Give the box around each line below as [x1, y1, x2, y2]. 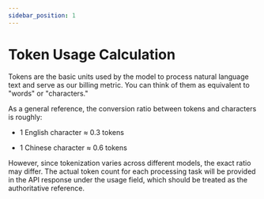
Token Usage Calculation [8, 45, 176, 63]
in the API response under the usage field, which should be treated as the [8, 175, 247, 184]
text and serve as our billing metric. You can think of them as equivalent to [8, 80, 251, 89]
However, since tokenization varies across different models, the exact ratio [8, 158, 251, 167]
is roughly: [8, 112, 43, 122]
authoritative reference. [8, 183, 85, 193]
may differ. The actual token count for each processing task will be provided [8, 167, 256, 176]
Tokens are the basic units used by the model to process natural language [8, 72, 249, 81]
